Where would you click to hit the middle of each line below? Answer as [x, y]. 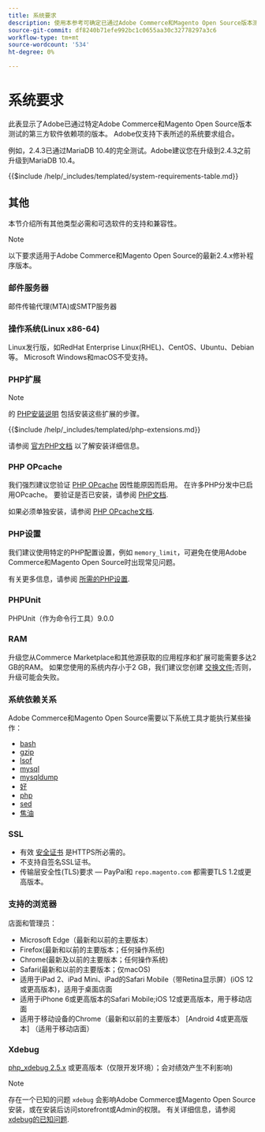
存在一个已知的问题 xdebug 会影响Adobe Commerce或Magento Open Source [132, 1100]
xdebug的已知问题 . [39, 1119]
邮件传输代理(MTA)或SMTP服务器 [62, 306]
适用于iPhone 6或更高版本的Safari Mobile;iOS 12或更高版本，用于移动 [132, 999]
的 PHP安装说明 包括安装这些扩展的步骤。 [76, 413]
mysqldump [39, 777]
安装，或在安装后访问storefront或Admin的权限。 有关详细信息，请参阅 [122, 1110]
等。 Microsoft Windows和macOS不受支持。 [80, 357]
